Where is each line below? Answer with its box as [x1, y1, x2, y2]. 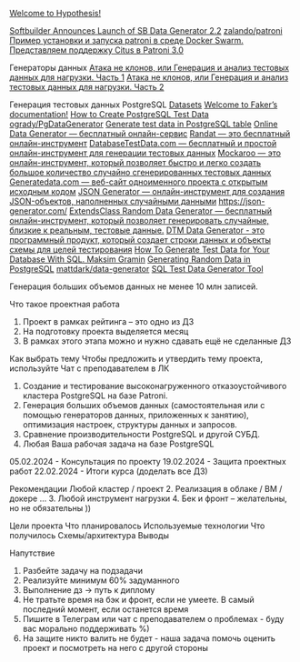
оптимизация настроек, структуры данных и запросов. [22, 419, 238, 430]
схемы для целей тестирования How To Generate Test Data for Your [9, 245, 270, 255]
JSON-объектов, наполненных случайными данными [9, 196, 217, 206]
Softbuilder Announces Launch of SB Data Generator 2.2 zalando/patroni [9, 25, 284, 35]
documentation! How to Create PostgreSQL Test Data [9, 109, 209, 119]
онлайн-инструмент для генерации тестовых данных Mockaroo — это [9, 147, 282, 158]
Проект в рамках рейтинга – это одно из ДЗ [22, 316, 195, 326]
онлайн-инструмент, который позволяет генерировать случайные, [9, 216, 270, 226]
